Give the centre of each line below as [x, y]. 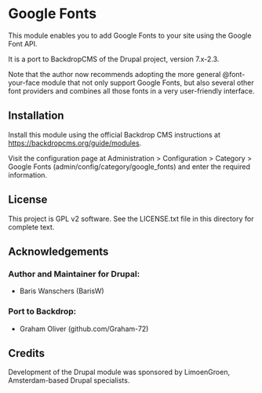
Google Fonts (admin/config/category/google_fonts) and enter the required [129, 167]
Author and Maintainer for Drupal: [74, 274]
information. [28, 174]
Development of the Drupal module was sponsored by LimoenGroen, [119, 372]
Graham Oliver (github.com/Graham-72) [84, 329]
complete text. [31, 227]
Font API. [23, 43]
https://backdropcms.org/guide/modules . [75, 143]
